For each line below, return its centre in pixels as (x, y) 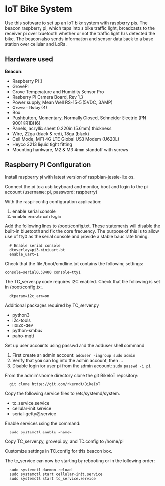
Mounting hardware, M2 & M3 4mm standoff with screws (70, 149)
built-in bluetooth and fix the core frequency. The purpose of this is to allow (82, 231)
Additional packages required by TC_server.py (52, 305)
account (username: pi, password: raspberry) (51, 192)
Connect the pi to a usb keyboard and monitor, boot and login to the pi (77, 186)
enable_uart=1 (24, 254)
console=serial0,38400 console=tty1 (43, 272)
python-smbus (27, 330)
